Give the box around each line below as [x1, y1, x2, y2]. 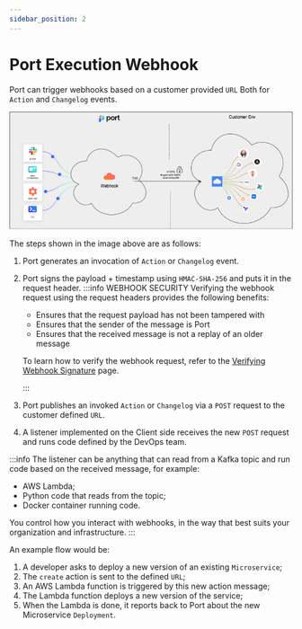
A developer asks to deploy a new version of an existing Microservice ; [22, 562, 283, 572]
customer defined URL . [22, 409, 105, 420]
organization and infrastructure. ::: [9, 527, 136, 537]
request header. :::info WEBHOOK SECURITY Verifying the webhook [22, 282, 275, 293]
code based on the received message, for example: [9, 463, 200, 474]
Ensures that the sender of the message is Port [35, 319, 210, 330]
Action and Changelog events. [9, 93, 118, 104]
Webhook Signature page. [22, 365, 120, 376]
